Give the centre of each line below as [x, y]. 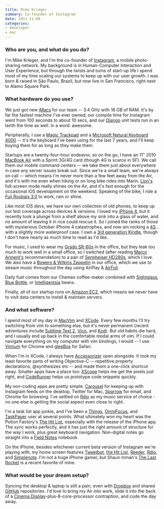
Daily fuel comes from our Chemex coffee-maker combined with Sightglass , [82, 277]
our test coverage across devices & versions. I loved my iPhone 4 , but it [77, 211]
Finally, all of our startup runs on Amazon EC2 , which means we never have [82, 292]
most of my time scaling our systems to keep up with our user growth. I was [82, 76]
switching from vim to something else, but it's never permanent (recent [77, 325]
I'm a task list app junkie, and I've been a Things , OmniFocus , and [71, 411]
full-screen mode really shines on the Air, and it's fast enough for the [75, 186]
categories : [17, 23]
